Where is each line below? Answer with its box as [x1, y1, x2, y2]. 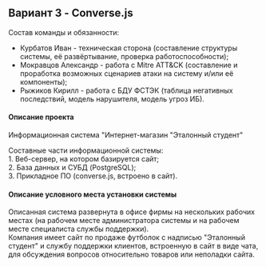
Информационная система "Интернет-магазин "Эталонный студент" [8, 130, 244, 140]
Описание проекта [8, 112, 74, 122]
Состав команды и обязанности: [8, 27, 120, 37]
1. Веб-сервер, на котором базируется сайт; [8, 154, 160, 164]
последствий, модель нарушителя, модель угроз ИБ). [19, 94, 205, 103]
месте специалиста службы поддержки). [8, 224, 149, 234]
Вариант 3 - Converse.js [8, 6, 133, 20]
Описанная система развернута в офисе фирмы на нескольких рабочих [8, 207, 256, 217]
